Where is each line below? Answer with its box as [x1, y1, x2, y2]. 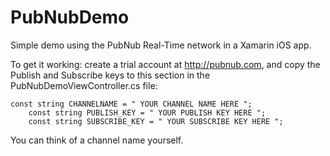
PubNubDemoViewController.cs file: [10, 79, 158, 91]
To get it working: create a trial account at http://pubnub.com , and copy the [10, 58, 321, 70]
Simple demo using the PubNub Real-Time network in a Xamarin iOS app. [10, 39, 312, 51]
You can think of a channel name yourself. [10, 134, 184, 146]
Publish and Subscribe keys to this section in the [10, 69, 211, 81]
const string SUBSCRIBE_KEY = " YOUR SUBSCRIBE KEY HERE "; [28, 116, 284, 126]
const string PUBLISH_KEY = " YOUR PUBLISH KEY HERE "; [28, 107, 267, 118]
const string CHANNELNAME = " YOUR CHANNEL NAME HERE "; [10, 99, 253, 109]
